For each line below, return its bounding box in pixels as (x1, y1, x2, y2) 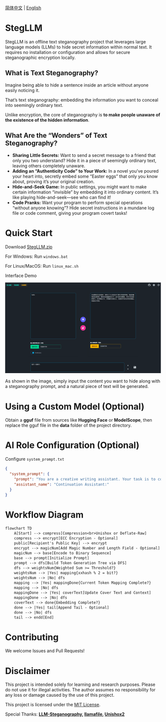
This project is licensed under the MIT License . (5, 702, 101, 708)
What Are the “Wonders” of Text (5, 131, 108, 140)
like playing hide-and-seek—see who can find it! (12, 194, 111, 200)
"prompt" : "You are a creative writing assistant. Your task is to (14, 477, 156, 481)
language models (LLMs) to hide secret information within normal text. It (5, 44, 152, 50)
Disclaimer (5, 665, 50, 676)
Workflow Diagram (5, 509, 84, 520)
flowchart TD (5, 526, 32, 531)
